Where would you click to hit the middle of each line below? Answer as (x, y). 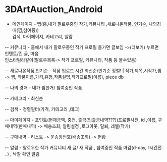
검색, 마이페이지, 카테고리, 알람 (42, 36)
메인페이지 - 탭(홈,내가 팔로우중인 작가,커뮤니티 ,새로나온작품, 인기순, (80, 24)
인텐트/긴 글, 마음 (22, 53)
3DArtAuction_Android (54, 9)
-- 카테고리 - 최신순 (24, 98)
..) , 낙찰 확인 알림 (22, 154)
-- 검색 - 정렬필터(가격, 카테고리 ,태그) (42, 109)
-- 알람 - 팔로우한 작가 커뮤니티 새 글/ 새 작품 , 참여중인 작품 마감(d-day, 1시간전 (83, 147)
